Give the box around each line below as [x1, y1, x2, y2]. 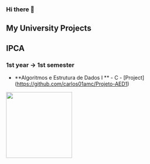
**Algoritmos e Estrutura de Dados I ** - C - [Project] [14, 74, 145, 81]
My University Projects [6, 23, 92, 33]
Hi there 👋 [6, 5, 35, 13]
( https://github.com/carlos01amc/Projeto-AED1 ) [14, 80, 129, 87]
